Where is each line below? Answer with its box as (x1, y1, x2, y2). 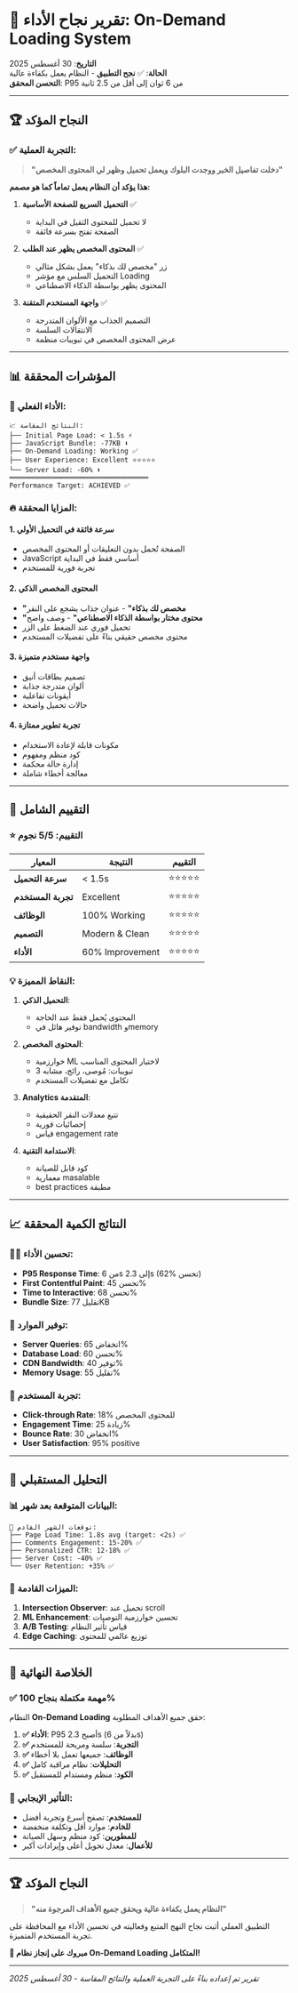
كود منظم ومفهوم (21, 749, 82, 760)
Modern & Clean (82, 928, 150, 940)
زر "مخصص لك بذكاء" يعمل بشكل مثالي (35, 261, 168, 271)
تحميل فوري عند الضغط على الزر (21, 622, 131, 632)
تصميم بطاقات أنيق (21, 671, 86, 681)
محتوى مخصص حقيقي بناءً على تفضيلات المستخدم (21, 631, 188, 641)
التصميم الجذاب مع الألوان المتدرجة (35, 315, 151, 325)
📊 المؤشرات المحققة (9, 369, 116, 384)
